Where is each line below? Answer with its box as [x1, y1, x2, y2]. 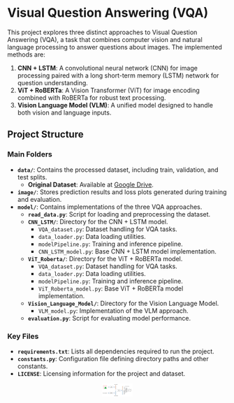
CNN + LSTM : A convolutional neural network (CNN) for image [17, 64, 198, 72]
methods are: [7, 50, 45, 59]
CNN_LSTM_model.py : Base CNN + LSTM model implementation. [38, 247, 217, 256]
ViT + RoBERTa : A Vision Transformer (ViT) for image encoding [17, 86, 200, 94]
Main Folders [7, 149, 52, 159]
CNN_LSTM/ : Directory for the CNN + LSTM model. [27, 217, 168, 226]
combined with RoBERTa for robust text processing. [17, 93, 166, 102]
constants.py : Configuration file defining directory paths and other [17, 354, 209, 362]
